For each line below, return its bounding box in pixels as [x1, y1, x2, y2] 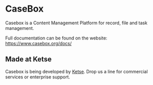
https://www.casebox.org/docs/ [5, 40, 72, 46]
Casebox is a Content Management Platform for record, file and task [5, 20, 148, 26]
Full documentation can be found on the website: [5, 35, 107, 41]
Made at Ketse [5, 55, 52, 64]
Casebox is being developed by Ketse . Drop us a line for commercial [5, 68, 148, 74]
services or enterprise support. [5, 74, 70, 80]
